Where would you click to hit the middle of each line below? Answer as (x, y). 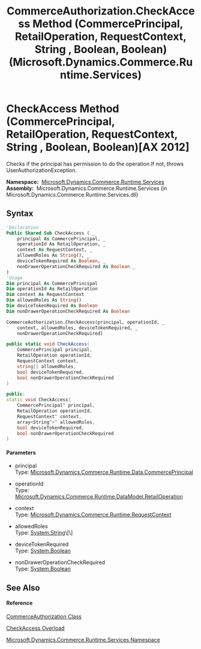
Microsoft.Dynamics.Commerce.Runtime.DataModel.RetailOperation (99, 497)
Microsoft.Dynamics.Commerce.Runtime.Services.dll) (72, 194)
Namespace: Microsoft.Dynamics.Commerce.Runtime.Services (85, 182)
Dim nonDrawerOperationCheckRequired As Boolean (68, 311)
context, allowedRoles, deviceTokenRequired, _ (77, 328)
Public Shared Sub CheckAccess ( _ (51, 233)
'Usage (14, 278)
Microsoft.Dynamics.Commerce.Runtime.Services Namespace (83, 640)
